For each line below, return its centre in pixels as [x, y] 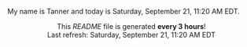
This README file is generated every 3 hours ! [131, 26]
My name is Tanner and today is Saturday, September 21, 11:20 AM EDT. [124, 11]
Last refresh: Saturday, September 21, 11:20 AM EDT [131, 35]
